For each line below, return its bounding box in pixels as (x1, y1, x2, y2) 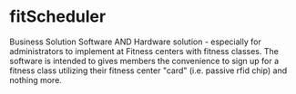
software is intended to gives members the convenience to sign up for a (9, 55, 280, 66)
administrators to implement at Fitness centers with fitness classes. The (9, 45, 280, 56)
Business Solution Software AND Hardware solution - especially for (9, 36, 261, 47)
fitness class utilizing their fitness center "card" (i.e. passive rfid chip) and (9, 65, 288, 76)
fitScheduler (9, 6, 107, 27)
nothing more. (9, 74, 62, 85)
